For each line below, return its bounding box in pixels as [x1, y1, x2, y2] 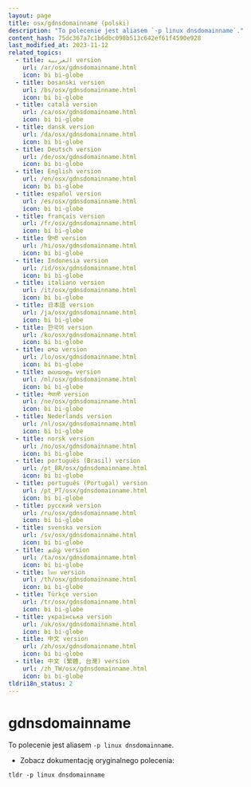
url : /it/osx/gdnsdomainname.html [22, 287, 137, 295]
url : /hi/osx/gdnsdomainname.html [22, 242, 137, 250]
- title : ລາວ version [15, 346, 88, 354]
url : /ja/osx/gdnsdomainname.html [22, 308, 137, 316]
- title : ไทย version [15, 568, 85, 576]
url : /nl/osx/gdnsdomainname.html [22, 420, 137, 428]
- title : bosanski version [15, 78, 105, 86]
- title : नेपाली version [15, 390, 89, 398]
